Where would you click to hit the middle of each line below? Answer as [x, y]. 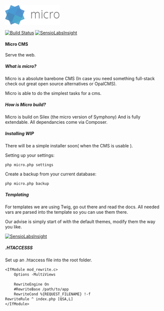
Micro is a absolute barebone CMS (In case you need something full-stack [80, 79]
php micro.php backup [27, 184]
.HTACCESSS [19, 248]
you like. [13, 227]
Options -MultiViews [35, 275]
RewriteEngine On [32, 284]
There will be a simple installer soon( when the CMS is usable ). [69, 146]
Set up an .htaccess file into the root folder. [48, 260]
